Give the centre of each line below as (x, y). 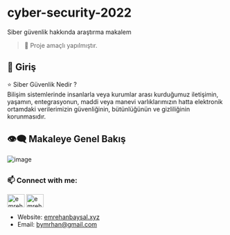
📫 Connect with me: (42, 180)
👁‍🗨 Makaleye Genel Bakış (67, 139)
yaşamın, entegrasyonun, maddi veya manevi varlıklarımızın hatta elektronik (115, 101)
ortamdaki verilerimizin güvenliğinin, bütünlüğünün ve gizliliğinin (99, 109)
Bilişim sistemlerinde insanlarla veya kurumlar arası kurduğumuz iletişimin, (113, 94)
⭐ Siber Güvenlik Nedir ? (42, 84)
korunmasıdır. (27, 116)
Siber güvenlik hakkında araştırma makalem (69, 32)
